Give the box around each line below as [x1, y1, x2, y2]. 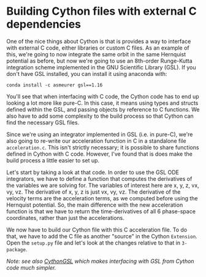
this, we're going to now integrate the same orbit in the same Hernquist [6, 50, 186, 58]
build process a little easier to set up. [6, 156, 100, 164]
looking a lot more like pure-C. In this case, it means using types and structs [6, 99, 199, 107]
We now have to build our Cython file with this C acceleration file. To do [6, 226, 188, 233]
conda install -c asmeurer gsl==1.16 [6, 82, 103, 88]
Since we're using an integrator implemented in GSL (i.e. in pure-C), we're [6, 131, 193, 138]
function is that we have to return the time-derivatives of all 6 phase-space [6, 207, 196, 215]
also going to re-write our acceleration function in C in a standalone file [6, 137, 186, 145]
